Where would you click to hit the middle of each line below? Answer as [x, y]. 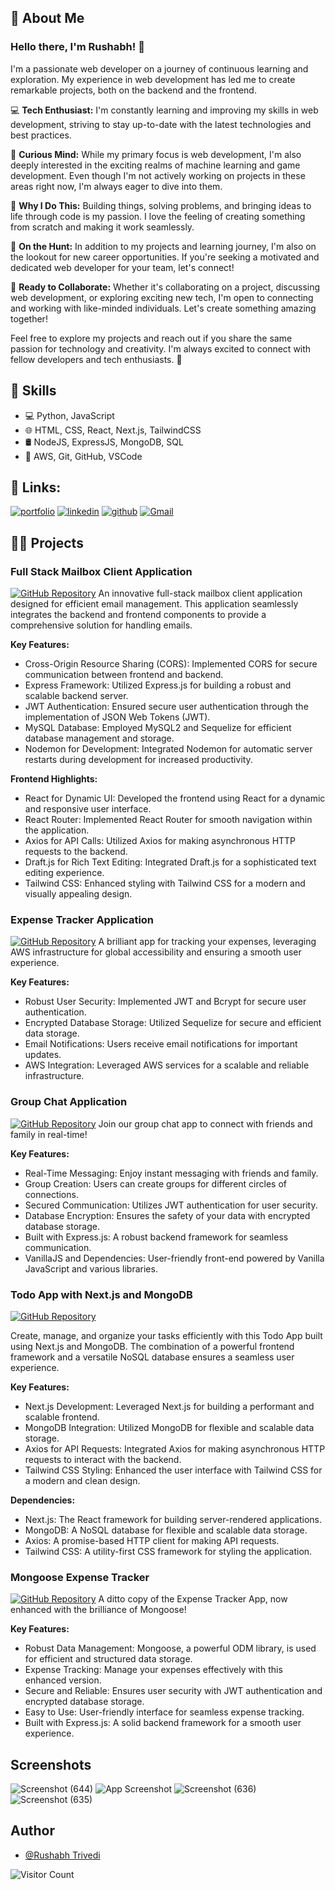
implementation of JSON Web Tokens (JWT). [117, 717]
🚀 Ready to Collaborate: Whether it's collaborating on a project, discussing [165, 287]
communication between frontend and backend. [124, 674]
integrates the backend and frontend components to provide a [138, 614]
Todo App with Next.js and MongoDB [101, 1294]
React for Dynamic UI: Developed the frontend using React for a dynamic [175, 798]
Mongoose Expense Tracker [80, 1577]
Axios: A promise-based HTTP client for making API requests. [152, 1540]
